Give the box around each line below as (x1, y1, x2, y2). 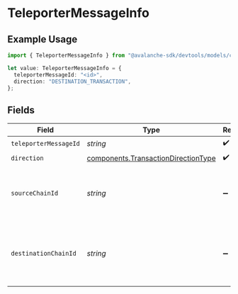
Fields (7, 104, 35, 116)
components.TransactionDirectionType (86, 153, 216, 163)
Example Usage (7, 33, 78, 45)
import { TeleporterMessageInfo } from (7, 52, 125, 59)
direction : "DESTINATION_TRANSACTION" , (13, 78, 132, 85)
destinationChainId (11, 249, 76, 258)
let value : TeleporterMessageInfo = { (7, 64, 122, 72)
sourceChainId (11, 189, 59, 198)
